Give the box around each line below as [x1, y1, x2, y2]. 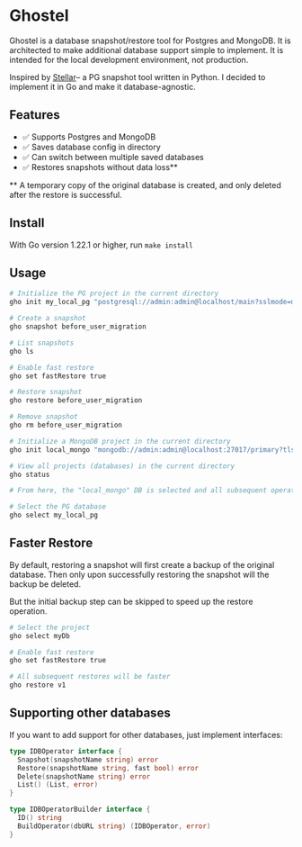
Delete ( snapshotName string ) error [17, 771, 151, 781]
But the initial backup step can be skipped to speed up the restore [9, 596, 253, 607]
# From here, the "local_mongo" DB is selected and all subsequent [9, 486, 268, 495]
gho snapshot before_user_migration [9, 322, 147, 331]
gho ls [9, 347, 34, 356]
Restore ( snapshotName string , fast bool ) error [17, 763, 200, 772]
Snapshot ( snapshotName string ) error [17, 755, 159, 764]
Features [9, 107, 60, 122]
